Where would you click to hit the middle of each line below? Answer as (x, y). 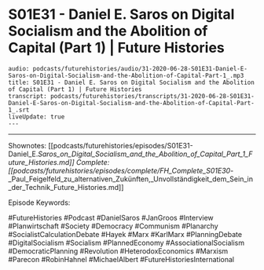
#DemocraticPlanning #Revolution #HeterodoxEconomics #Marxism (118, 251)
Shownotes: (27, 145)
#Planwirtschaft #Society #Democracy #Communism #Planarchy (113, 226)
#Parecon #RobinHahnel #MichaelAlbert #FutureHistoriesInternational (121, 259)
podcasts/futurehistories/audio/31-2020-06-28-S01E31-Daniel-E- (140, 68)
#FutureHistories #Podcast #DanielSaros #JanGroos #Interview (111, 217)
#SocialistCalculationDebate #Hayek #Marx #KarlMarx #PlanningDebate (125, 234)
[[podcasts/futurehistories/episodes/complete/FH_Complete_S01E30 (119, 170)
